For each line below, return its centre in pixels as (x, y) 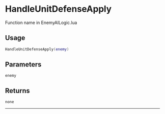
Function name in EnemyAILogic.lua (41, 23)
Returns (18, 91)
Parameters (23, 65)
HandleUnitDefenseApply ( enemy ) (37, 49)
